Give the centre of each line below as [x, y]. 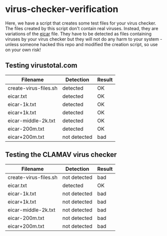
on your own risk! [23, 50]
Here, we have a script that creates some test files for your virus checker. [81, 23]
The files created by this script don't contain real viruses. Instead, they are [82, 28]
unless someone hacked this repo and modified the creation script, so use [81, 44]
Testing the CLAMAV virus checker [61, 155]
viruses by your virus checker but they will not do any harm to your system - [84, 39]
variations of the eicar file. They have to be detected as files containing [78, 34]
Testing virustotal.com [41, 65]
